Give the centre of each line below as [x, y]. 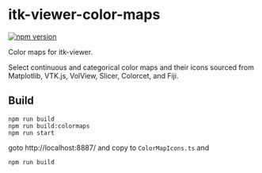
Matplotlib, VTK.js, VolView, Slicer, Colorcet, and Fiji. [93, 75]
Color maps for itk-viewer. [51, 52]
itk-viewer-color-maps [84, 15]
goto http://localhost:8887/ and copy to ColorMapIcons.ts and [109, 148]
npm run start [32, 133]
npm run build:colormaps [49, 126]
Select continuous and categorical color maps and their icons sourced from [131, 67]
